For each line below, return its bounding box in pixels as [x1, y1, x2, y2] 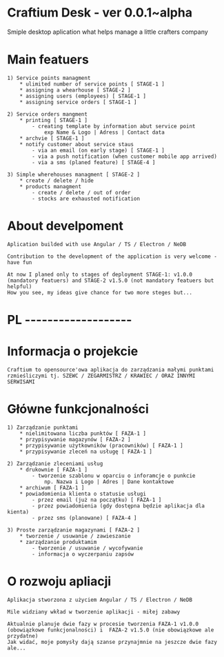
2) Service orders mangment [7, 110, 88, 118]
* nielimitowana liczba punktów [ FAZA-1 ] [19, 429, 147, 437]
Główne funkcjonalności [7, 401, 150, 417]
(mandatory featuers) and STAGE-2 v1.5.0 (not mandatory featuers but [7, 277, 214, 284]
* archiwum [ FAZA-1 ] [19, 484, 85, 491]
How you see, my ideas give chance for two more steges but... [7, 289, 193, 296]
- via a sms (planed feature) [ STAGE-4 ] [32, 159, 156, 166]
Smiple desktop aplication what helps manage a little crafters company [7, 28, 208, 36]
